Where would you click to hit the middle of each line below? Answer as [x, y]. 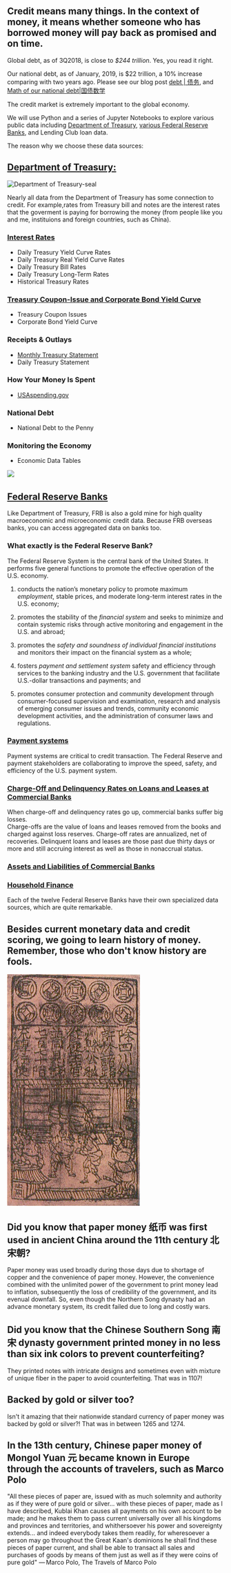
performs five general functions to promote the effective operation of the [111, 568]
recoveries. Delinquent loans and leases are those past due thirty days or [111, 842]
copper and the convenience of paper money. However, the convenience [111, 1277]
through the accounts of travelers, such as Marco [115, 1469]
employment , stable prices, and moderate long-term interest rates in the [120, 596]
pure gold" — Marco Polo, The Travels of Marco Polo [82, 1563]
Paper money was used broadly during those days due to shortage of [106, 1269]
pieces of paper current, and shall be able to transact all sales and [101, 1547]
